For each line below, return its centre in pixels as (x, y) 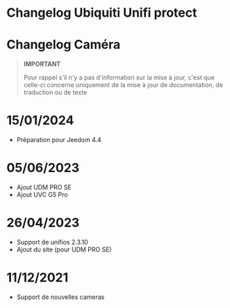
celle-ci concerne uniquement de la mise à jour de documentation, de (123, 85)
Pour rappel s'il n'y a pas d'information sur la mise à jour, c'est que (119, 77)
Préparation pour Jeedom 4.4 (59, 140)
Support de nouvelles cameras (60, 297)
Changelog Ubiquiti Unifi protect (102, 13)
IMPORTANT (42, 64)
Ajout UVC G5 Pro (42, 194)
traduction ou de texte (55, 93)
